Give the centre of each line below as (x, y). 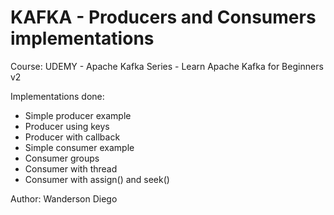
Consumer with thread (71, 168)
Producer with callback (72, 137)
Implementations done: (57, 96)
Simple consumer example (79, 147)
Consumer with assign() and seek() (97, 179)
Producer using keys (67, 126)
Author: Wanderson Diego (64, 198)
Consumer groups (62, 158)
